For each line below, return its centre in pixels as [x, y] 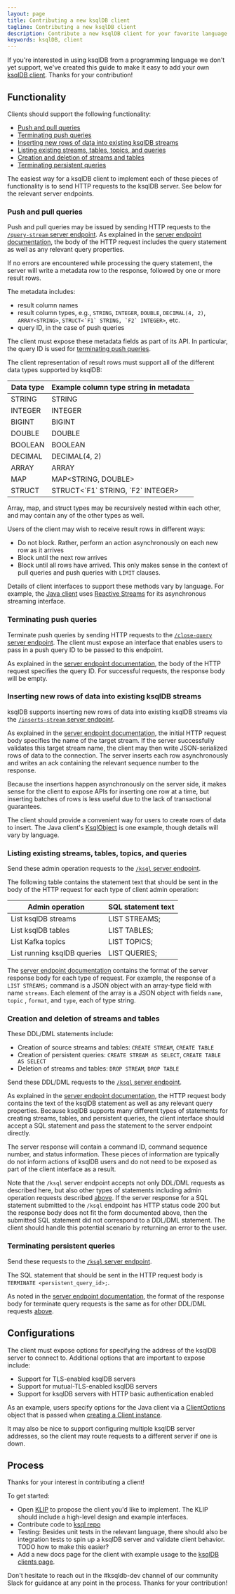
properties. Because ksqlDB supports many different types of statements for [117, 1111]
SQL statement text [141, 907]
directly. [19, 1133]
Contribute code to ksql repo [59, 1524]
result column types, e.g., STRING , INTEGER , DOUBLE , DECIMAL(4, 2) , [112, 313]
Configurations [41, 1333]
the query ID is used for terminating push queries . [79, 349]
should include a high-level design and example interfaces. [102, 1517]
